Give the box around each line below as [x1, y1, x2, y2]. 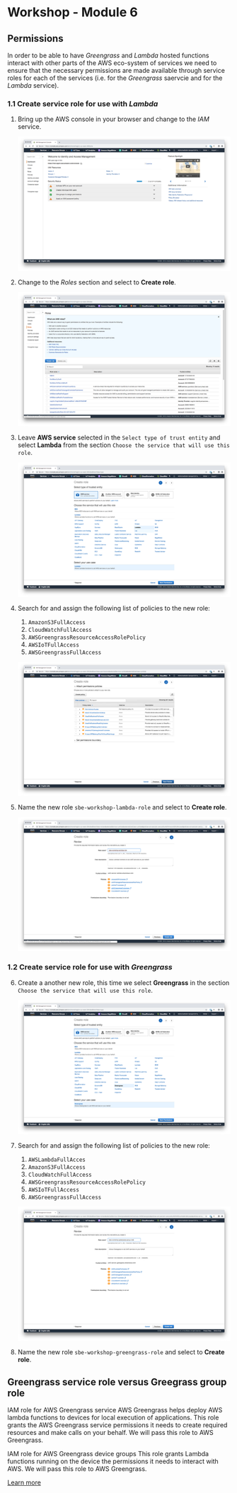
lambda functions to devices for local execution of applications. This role [7, 1413, 219, 1422]
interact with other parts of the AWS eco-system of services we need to [7, 59, 217, 67]
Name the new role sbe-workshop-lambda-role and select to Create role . [17, 802, 227, 811]
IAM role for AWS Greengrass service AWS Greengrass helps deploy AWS [7, 1406, 223, 1414]
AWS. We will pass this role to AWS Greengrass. [7, 1465, 147, 1473]
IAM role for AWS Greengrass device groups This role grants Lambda [7, 1450, 209, 1458]
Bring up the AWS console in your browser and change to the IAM [17, 115, 210, 124]
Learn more [7, 1478, 41, 1487]
